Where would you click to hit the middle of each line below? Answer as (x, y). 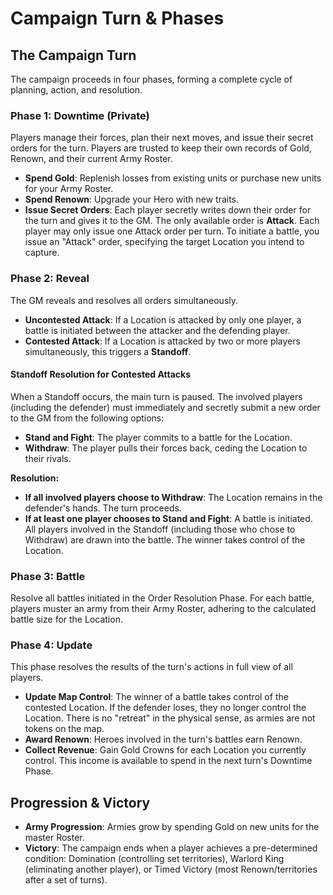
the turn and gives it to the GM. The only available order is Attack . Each (172, 221)
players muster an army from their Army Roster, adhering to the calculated (163, 609)
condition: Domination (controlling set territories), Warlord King (154, 859)
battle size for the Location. (66, 619)
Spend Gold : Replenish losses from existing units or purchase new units (173, 178)
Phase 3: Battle (48, 576)
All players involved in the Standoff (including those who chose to (160, 529)
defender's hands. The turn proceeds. (103, 508)
